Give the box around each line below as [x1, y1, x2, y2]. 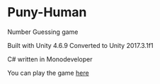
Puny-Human [7, 4, 87, 20]
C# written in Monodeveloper [7, 54, 93, 64]
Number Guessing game [7, 28, 79, 36]
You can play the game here [7, 68, 90, 77]
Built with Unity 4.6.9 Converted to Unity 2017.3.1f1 [7, 41, 154, 49]
